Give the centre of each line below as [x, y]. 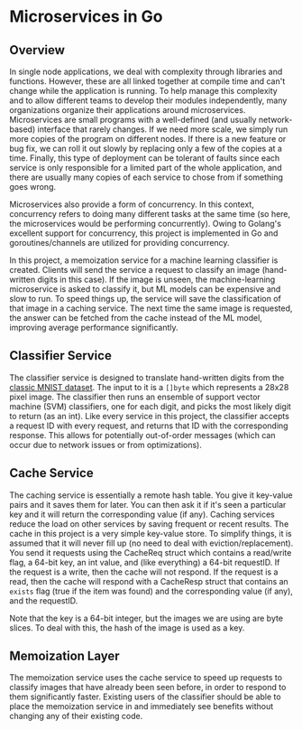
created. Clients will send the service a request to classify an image [135, 270]
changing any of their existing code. [76, 716]
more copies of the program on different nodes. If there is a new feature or [148, 139]
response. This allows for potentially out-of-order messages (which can [142, 435]
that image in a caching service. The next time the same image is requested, [151, 308]
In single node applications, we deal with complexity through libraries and [146, 71]
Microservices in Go [86, 17]
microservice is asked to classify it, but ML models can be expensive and [145, 289]
